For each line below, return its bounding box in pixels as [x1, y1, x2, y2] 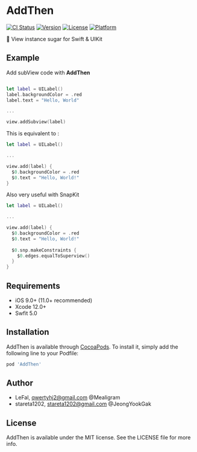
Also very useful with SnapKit [6, 191, 80, 198]
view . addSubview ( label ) [6, 119, 66, 125]
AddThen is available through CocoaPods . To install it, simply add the [6, 343, 179, 350]
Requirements [6, 280, 60, 291]
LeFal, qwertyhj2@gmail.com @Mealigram [14, 394, 120, 401]
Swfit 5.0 [14, 309, 37, 317]
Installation [6, 327, 49, 337]
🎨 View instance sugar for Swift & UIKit [6, 35, 102, 42]
